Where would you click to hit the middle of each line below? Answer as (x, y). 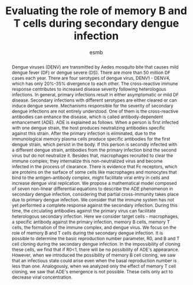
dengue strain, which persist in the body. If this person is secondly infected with (94, 144)
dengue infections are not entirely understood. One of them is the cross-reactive (95, 111)
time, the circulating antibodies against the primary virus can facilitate (84, 211)
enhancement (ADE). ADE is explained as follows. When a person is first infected (95, 122)
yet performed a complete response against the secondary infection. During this (95, 205)
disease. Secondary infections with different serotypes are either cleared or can (94, 100)
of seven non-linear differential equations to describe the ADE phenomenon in (92, 189)
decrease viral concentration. (42, 277)
